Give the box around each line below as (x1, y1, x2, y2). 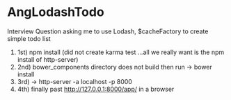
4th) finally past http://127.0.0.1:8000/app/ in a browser (17, 85, 175, 93)
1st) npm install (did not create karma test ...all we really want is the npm (17, 48, 225, 56)
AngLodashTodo (7, 4, 104, 20)
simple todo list (7, 34, 51, 42)
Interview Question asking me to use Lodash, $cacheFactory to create (7, 27, 209, 35)
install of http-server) (17, 55, 79, 63)
